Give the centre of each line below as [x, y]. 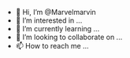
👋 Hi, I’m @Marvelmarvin [56, 12]
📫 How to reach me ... [52, 46]
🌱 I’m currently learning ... [58, 29]
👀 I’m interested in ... [49, 20]
